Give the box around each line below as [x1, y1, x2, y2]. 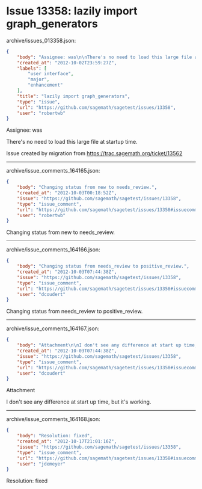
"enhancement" [28, 82, 63, 88]
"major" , [28, 76, 50, 82]
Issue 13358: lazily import [6, 4, 138, 18]
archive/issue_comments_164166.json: [6, 246, 100, 253]
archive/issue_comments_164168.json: [6, 416, 100, 423]
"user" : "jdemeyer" [17, 461, 66, 467]
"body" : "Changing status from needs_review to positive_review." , [17, 263, 189, 269]
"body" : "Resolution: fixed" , [17, 433, 93, 439]
